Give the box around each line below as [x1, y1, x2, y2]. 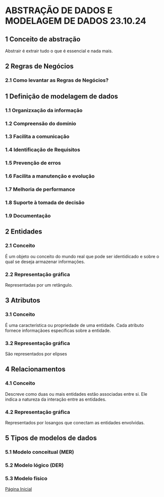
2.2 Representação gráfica [5, 271, 70, 278]
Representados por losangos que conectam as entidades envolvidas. [5, 419, 145, 425]
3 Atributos [5, 296, 41, 305]
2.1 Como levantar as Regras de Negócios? [5, 77, 109, 84]
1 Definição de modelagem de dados [5, 92, 118, 100]
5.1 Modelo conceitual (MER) [5, 449, 75, 456]
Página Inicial [5, 486, 32, 492]
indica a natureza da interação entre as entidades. [5, 396, 107, 402]
